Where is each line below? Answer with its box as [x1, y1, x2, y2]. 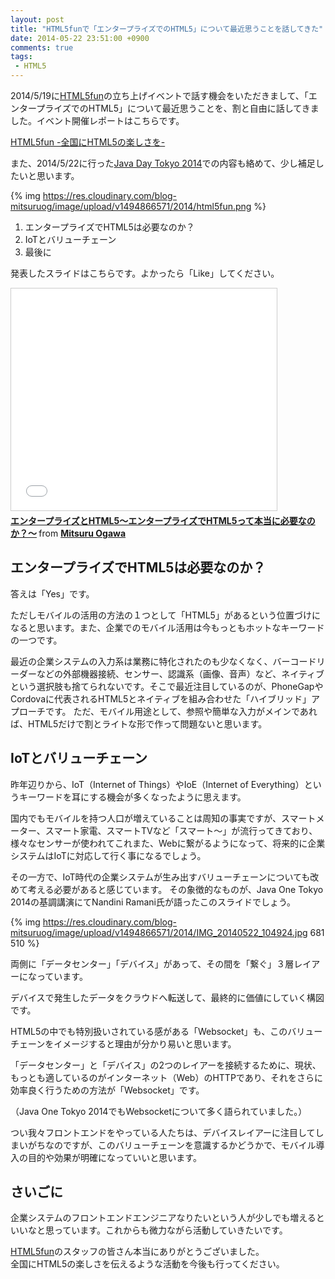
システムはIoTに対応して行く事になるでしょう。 [10, 849, 207, 861]
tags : [10, 52, 33, 62]
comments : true [10, 42, 74, 53]
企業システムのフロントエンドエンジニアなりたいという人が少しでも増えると [10, 1212, 325, 1224]
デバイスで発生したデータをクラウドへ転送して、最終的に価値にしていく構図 [10, 991, 325, 1003]
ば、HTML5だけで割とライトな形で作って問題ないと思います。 [10, 717, 268, 730]
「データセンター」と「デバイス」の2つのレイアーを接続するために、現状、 [10, 1059, 322, 1071]
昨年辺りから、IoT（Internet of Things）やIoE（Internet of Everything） [10, 778, 305, 790]
